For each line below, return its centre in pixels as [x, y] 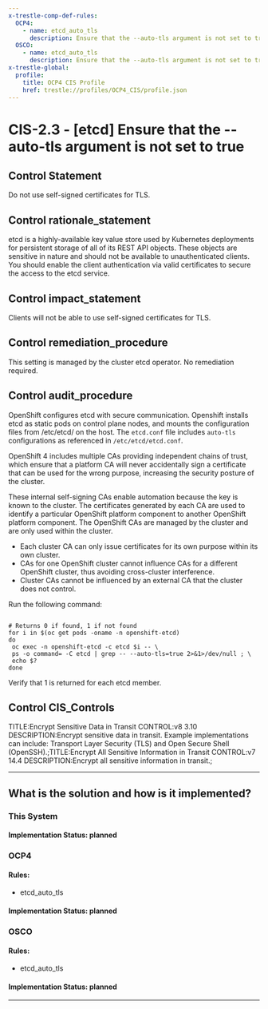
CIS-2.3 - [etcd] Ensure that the [114, 129]
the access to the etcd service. [59, 273]
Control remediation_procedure [89, 343]
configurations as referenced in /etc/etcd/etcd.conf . [96, 440]
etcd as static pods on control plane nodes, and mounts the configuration [129, 423]
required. [23, 370]
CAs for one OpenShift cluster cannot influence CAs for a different [128, 563]
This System [33, 816]
